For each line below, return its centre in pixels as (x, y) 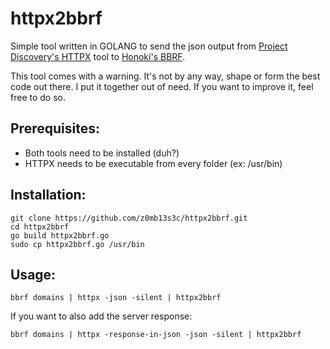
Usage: (33, 274)
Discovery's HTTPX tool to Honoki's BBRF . (98, 56)
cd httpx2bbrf (40, 227)
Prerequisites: (55, 128)
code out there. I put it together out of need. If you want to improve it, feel (162, 86)
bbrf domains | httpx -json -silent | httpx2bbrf (116, 298)
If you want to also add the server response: (101, 316)
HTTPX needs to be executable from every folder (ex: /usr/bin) (153, 163)
